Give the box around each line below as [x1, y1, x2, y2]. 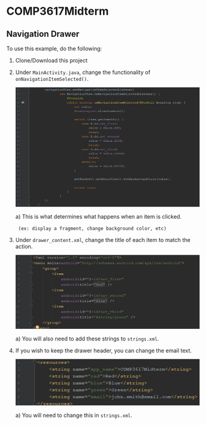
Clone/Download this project [15, 57, 88, 64]
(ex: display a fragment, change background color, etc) [18, 225, 167, 232]
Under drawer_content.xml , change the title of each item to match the [15, 236, 191, 244]
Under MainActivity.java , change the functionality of [15, 69, 151, 76]
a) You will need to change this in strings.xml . [15, 412, 133, 419]
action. [15, 243, 33, 250]
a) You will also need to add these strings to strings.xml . [15, 335, 159, 342]
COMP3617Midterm [6, 4, 109, 18]
